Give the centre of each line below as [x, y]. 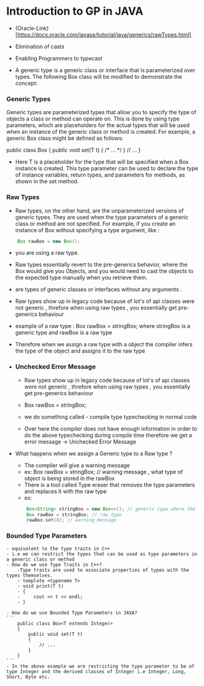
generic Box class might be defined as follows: [65, 138]
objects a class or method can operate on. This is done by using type [93, 119]
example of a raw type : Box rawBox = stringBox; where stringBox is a [103, 326]
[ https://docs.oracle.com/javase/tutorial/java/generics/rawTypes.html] [103, 34]
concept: [26, 83]
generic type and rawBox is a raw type [64, 333]
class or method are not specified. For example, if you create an [95, 224]
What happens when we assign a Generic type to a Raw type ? [93, 453]
